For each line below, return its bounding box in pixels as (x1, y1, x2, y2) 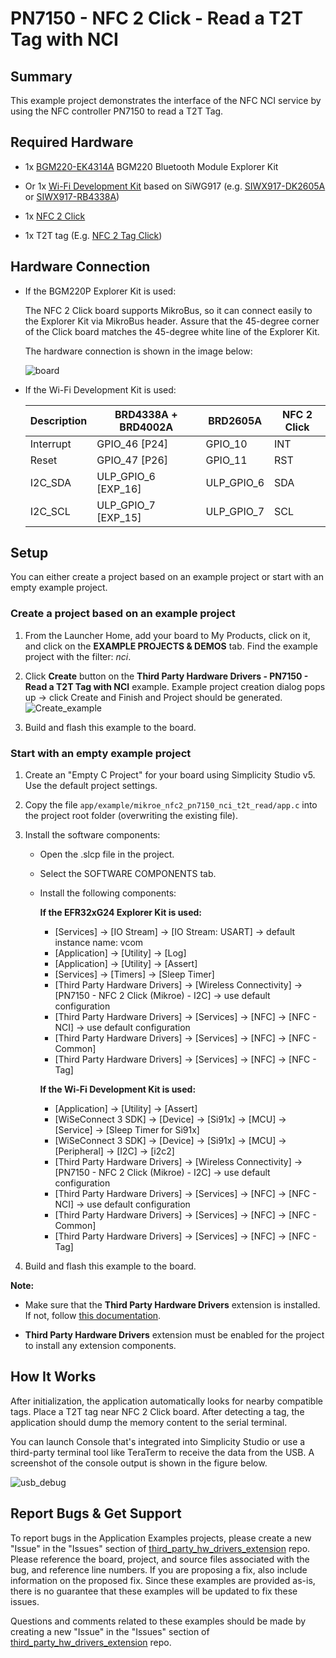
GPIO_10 (205, 437, 248, 451)
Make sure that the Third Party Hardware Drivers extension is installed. (24, 1299, 321, 1311)
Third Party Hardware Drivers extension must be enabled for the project (24, 1329, 325, 1341)
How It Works (10, 1368, 97, 1386)
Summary (10, 68, 73, 85)
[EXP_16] (96, 482, 142, 496)
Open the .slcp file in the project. (39, 848, 175, 861)
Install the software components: (24, 829, 161, 841)
